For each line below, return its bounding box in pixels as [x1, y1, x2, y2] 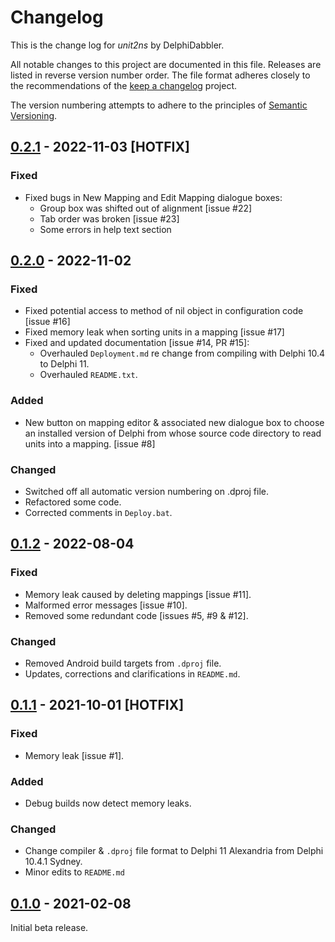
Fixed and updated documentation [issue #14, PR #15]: [24, 337, 250, 349]
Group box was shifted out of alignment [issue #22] [39, 202, 253, 214]
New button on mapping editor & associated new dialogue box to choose [24, 416, 325, 428]
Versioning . [10, 109, 58, 121]
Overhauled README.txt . [39, 369, 138, 381]
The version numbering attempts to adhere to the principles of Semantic [10, 99, 308, 111]
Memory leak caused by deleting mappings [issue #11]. [24, 588, 252, 600]
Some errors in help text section [39, 223, 172, 235]
